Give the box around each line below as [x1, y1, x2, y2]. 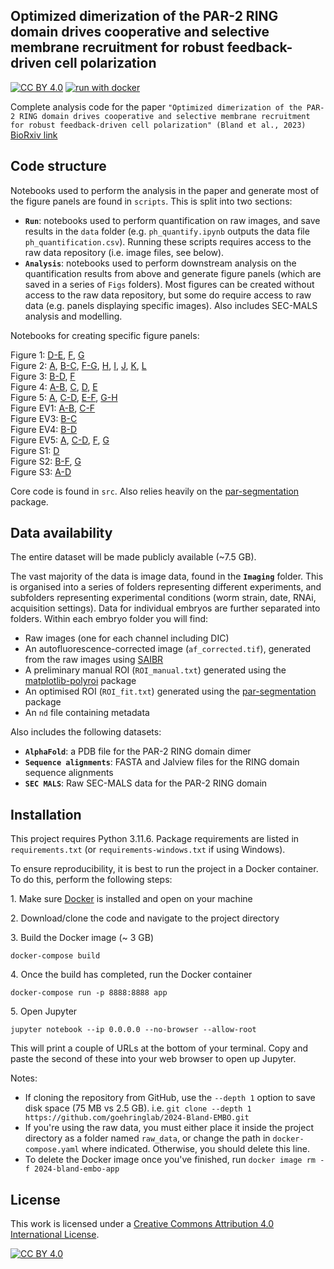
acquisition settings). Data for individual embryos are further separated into [10, 602, 321, 614]
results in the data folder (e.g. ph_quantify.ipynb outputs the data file [24, 225, 310, 237]
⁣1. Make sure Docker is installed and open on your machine [10, 893, 253, 905]
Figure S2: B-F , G [10, 455, 82, 467]
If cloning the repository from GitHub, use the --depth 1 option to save [24, 1092, 316, 1104]
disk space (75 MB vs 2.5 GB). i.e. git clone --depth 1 [24, 1102, 252, 1114]
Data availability [10, 525, 113, 542]
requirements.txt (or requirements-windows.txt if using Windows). [10, 844, 286, 856]
